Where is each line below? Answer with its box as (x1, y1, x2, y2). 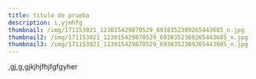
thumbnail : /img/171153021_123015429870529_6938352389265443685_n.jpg (8, 26, 245, 34)
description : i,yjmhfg (8, 19, 83, 27)
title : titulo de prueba (8, 11, 90, 20)
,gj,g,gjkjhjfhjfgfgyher (8, 62, 78, 71)
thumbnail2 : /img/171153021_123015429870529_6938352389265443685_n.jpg (8, 33, 248, 41)
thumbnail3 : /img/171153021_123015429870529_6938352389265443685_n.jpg (8, 41, 248, 48)
